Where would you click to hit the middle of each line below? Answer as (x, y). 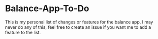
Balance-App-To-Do (47, 9)
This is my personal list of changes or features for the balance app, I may (79, 22)
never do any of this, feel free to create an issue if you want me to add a (78, 27)
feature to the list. (23, 32)
